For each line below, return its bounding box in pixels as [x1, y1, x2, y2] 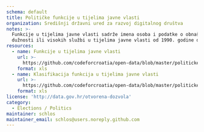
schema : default [6, 9, 47, 15]
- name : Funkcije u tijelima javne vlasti [12, 49, 121, 55]
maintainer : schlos [6, 111, 56, 117]
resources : [6, 43, 34, 49]
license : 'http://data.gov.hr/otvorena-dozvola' [6, 94, 132, 100]
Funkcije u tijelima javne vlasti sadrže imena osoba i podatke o [12, 32, 183, 38]
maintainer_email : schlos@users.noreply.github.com [6, 116, 140, 122]
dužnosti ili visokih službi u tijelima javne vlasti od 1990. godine [12, 37, 194, 43]
